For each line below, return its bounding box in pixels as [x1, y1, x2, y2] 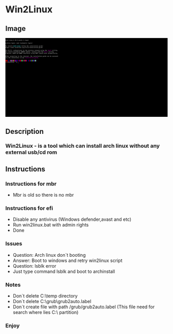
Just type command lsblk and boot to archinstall [12, 268, 115, 274]
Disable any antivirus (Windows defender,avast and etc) [12, 216, 132, 222]
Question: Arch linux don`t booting [12, 252, 86, 258]
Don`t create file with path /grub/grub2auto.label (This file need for [12, 304, 155, 310]
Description [5, 127, 44, 136]
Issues [5, 240, 23, 248]
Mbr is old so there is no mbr [12, 192, 74, 198]
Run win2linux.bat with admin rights [12, 222, 89, 228]
